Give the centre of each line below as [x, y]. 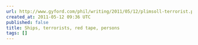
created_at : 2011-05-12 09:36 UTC [49, 17]
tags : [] [17, 33]
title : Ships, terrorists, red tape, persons [63, 28]
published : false [27, 22]
